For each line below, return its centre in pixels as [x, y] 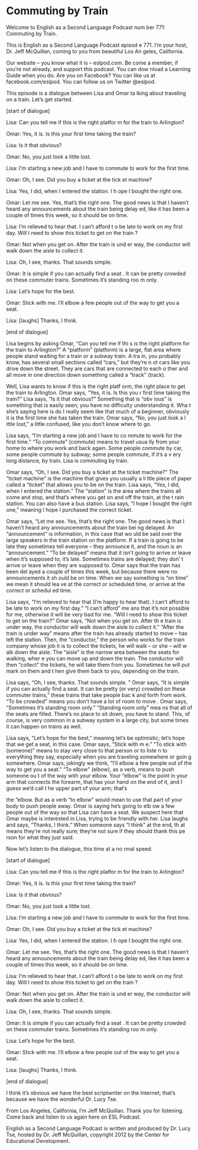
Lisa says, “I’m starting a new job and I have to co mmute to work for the [94, 435]
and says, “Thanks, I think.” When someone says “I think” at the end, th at [96, 825]
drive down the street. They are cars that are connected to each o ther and [97, 369]
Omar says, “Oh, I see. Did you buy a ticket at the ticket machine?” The [92, 472]
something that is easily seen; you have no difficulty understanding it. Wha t [98, 405]
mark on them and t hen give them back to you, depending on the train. [93, 671]
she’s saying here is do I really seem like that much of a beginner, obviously [98, 411]
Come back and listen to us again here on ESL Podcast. [74, 1117]
